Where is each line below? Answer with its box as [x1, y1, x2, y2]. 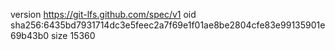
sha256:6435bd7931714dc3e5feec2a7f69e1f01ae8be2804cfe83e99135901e [10, 19, 326, 31]
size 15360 [50, 30, 96, 41]
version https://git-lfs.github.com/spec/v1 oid [10, 9, 197, 20]
